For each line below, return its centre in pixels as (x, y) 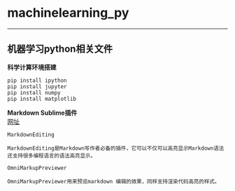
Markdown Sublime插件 (42, 113)
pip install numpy (34, 92)
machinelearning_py (68, 13)
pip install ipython (37, 80)
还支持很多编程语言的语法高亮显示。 (52, 155)
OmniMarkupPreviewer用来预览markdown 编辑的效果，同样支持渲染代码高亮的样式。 (114, 181)
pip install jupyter (37, 86)
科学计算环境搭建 (32, 67)
